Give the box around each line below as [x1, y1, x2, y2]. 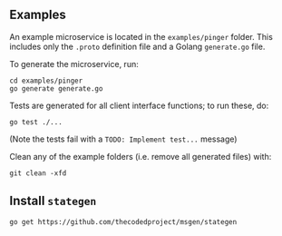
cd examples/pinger [9, 76, 83, 85]
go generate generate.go [9, 84, 103, 93]
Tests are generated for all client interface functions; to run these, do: [9, 100, 269, 111]
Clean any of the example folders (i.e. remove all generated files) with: [9, 151, 272, 162]
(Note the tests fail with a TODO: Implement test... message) [9, 133, 238, 144]
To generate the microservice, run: [9, 58, 139, 69]
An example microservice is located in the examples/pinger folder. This [9, 31, 274, 42]
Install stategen [9, 193, 97, 209]
